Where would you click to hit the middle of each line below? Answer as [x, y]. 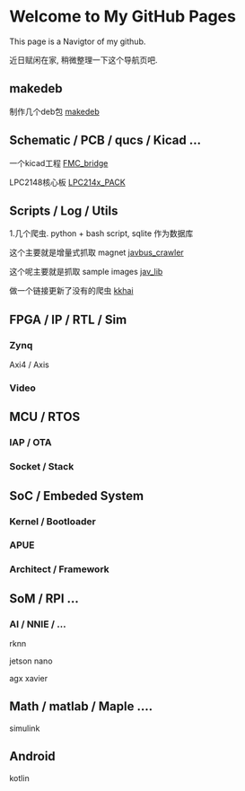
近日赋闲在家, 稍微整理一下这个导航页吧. [84, 59]
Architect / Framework [59, 569]
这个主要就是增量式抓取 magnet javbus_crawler [96, 252]
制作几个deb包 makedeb [55, 111]
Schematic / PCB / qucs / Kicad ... [105, 141]
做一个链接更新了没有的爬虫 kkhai [71, 291]
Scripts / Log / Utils [64, 211]
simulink [25, 728]
